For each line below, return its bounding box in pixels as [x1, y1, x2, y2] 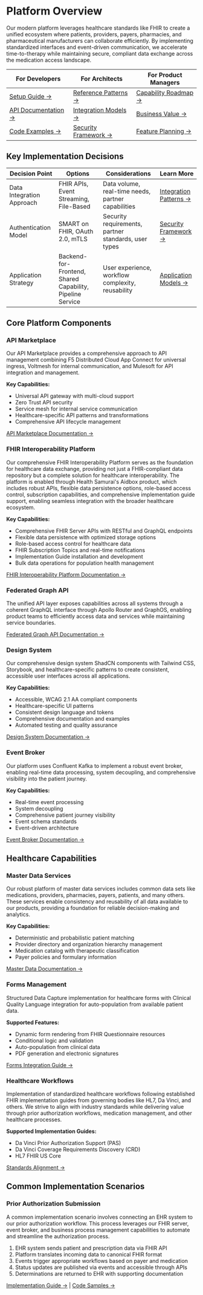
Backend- [58, 252, 88, 261]
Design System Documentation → [6, 733, 90, 741]
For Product [147, 71, 182, 79]
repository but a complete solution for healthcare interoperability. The [6, 472, 179, 479]
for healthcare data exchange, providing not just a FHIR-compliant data [6, 465, 183, 472]
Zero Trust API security [14, 399, 73, 406]
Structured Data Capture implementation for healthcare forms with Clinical [6, 994, 192, 1001]
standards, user [102, 235, 147, 243]
